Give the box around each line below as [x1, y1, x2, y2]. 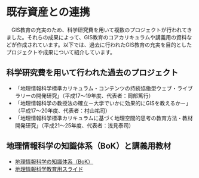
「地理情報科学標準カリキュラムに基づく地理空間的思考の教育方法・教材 [14, 114, 193, 121]
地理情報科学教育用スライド [14, 165, 84, 173]
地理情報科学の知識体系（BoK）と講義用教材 [6, 141, 172, 151]
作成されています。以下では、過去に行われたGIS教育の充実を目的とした [16, 41, 192, 48]
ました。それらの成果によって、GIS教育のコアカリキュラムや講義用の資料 [6, 33, 187, 40]
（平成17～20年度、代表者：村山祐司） [14, 107, 111, 114]
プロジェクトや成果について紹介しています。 [6, 48, 115, 55]
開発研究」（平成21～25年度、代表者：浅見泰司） [14, 121, 134, 129]
